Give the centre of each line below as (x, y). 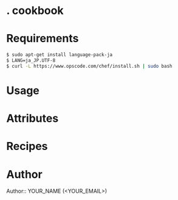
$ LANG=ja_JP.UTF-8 (31, 60)
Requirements (43, 39)
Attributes (33, 119)
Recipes (27, 146)
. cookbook (35, 11)
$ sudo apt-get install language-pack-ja (60, 55)
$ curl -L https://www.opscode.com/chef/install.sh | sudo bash (89, 66)
